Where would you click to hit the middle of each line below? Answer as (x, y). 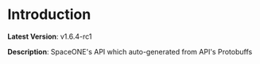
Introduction (49, 15)
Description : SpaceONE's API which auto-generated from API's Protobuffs (130, 51)
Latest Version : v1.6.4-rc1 (50, 36)
